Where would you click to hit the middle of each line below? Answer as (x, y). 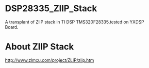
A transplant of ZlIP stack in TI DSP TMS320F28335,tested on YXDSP (74, 22)
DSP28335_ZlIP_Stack (51, 8)
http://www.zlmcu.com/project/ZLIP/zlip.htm (50, 60)
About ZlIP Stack (40, 47)
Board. (12, 27)
